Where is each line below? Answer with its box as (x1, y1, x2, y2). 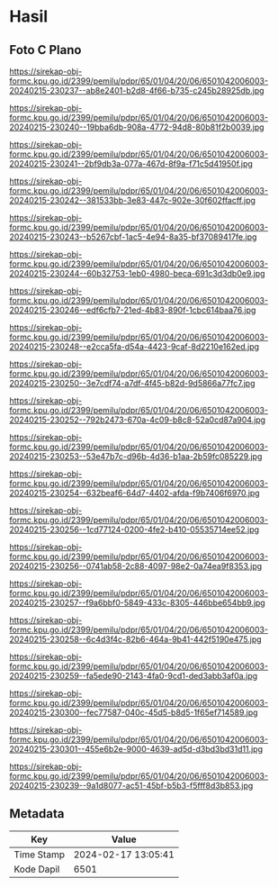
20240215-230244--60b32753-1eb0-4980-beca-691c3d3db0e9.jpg (9, 268, 265, 278)
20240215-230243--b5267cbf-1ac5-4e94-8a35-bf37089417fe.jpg (9, 231, 257, 242)
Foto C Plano (9, 42, 82, 58)
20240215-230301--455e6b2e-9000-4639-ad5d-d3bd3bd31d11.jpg (9, 744, 264, 754)
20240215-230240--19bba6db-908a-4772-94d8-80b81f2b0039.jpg (9, 122, 265, 132)
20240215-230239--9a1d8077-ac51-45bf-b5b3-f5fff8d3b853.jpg (9, 781, 254, 791)
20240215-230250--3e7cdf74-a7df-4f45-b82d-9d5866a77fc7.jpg (9, 378, 256, 388)
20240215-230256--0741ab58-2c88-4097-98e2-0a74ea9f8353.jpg (9, 561, 263, 571)
